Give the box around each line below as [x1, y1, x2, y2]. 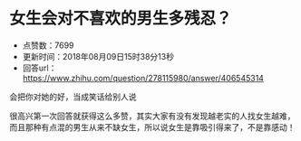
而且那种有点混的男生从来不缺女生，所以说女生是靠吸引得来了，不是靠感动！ [9, 121, 296, 132]
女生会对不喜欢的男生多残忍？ [9, 8, 233, 29]
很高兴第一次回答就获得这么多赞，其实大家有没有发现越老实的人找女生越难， [9, 110, 296, 121]
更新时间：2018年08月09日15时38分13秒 [22, 51, 175, 61]
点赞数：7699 [22, 40, 74, 51]
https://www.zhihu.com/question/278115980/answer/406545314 [22, 72, 265, 83]
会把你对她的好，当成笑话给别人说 [9, 91, 137, 102]
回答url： [22, 62, 57, 73]
